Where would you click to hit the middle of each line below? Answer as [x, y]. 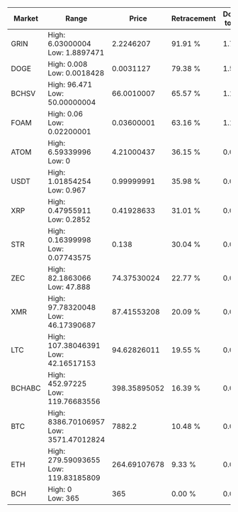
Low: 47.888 [69, 287]
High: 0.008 [68, 64]
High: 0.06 [66, 114]
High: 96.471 [70, 85]
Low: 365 [64, 498]
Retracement [193, 18]
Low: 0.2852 [69, 219]
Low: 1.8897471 [76, 53]
